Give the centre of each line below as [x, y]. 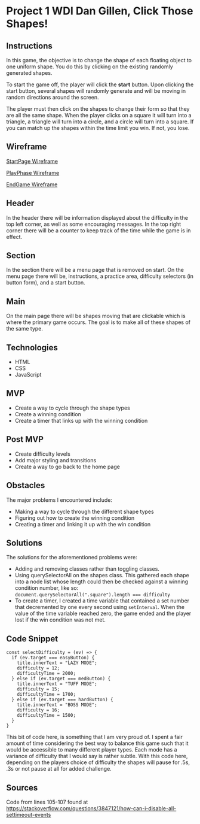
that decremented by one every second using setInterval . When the [100, 607]
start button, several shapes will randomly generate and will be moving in [96, 91]
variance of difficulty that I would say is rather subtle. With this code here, [97, 756]
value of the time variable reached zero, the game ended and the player [103, 614]
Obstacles [26, 485]
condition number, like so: [47, 588]
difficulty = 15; [39, 689]
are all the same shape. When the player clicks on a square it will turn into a [99, 115]
